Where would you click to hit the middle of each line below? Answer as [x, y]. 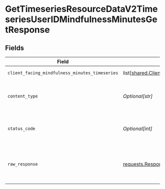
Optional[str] [138, 96]
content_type [23, 96]
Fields [15, 48]
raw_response [23, 164]
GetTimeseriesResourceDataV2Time [82, 9]
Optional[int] [138, 129]
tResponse [27, 30]
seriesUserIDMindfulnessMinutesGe [81, 19]
